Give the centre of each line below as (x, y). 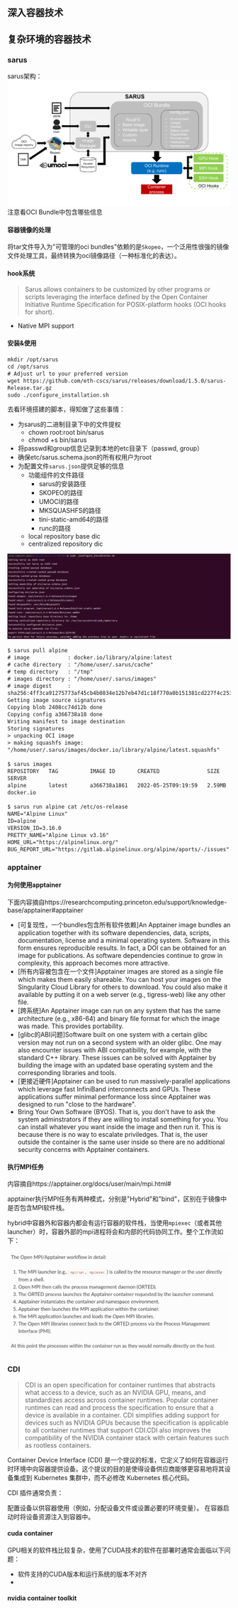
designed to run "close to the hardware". (77, 1104)
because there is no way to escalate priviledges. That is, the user (113, 1134)
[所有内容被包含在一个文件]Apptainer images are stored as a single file (120, 971)
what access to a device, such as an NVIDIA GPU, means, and (115, 1392)
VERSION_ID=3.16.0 (34, 828)
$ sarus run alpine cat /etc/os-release (68, 806)
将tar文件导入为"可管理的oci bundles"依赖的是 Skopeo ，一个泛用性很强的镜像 (118, 247)
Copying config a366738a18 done (55, 714)
